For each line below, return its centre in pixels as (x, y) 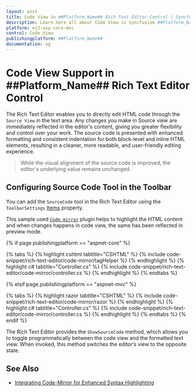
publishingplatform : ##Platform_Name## (55, 39)
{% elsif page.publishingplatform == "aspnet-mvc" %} (71, 284)
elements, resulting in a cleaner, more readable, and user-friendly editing (94, 145)
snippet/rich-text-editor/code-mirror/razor (57, 301)
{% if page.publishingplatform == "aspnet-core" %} (68, 243)
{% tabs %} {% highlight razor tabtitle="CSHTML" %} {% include (84, 295)
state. (13, 350)
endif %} (17, 320)
